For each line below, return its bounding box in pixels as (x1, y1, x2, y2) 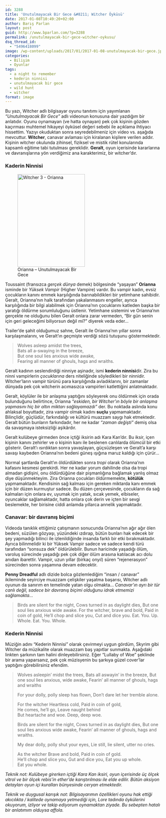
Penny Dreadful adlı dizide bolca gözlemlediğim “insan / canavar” (5, 571, 139, 577)
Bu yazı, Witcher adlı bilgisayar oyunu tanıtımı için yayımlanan (5, 108, 130, 114)
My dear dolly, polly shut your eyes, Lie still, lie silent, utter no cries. (17, 742, 156, 748)
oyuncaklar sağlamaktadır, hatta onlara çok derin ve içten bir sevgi (5, 496, 140, 502)
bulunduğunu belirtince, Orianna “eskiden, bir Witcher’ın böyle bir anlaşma (5, 398, 158, 404)
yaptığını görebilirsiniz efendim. (5, 662, 69, 668)
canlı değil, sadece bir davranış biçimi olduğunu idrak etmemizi (5, 587, 134, 593)
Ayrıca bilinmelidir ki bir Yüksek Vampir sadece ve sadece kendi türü (5, 541, 144, 547)
